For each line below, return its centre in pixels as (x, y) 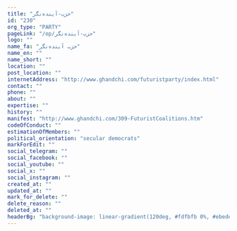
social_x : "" (26, 171)
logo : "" (20, 40)
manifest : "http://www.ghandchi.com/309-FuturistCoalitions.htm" (105, 118)
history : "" (25, 112)
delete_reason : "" (34, 204)
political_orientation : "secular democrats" (74, 138)
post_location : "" (34, 73)
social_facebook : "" (38, 158)
